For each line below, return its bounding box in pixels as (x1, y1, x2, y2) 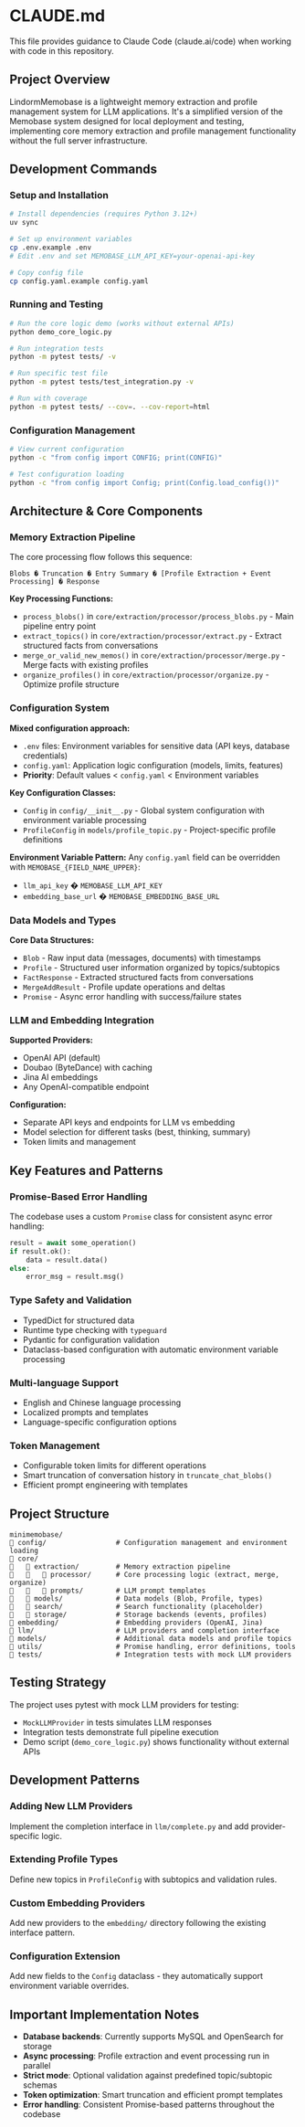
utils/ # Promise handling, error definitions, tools (9, 1642, 297, 1651)
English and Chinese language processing (22, 1397, 182, 1408)
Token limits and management (22, 1137, 137, 1148)
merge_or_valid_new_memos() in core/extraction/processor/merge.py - (22, 650, 286, 661)
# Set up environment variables (9, 235, 132, 244)
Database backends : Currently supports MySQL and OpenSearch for (22, 2031, 284, 2042)
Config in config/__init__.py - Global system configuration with (22, 805, 265, 816)
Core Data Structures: (9, 934, 94, 946)
